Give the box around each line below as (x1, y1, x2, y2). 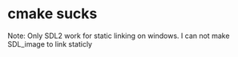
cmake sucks (7, 5, 98, 23)
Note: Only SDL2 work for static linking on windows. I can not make (7, 31, 230, 40)
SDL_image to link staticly (7, 39, 93, 48)
